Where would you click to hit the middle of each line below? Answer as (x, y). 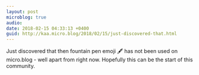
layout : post (22, 12)
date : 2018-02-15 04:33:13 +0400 (48, 28)
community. (21, 66)
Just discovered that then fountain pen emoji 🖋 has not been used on (92, 51)
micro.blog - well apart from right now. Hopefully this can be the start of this (99, 60)
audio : (14, 23)
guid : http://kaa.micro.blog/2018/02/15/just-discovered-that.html (92, 34)
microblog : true (26, 17)
